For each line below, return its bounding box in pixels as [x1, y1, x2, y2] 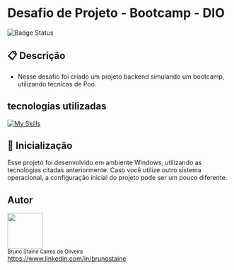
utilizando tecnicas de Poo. [17, 79, 97, 88]
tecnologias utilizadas [7, 101, 107, 113]
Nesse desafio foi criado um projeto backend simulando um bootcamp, [17, 72, 225, 81]
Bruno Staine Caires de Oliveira [7, 248, 83, 256]
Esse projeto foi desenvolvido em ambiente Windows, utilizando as [7, 158, 202, 167]
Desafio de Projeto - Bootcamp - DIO [7, 5, 225, 21]
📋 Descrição [7, 50, 66, 62]
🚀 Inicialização [7, 140, 73, 152]
